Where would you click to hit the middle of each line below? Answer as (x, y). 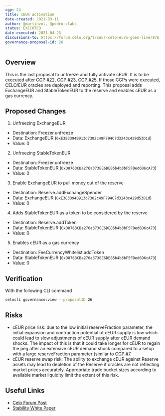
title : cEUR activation (30, 14)
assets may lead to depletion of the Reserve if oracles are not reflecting (86, 364)
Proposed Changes (36, 111)
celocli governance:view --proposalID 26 (49, 300)
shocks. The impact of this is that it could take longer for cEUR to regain (86, 343)
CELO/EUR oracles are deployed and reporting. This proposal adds (74, 85)
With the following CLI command (39, 291)
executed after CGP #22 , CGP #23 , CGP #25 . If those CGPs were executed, (83, 80)
